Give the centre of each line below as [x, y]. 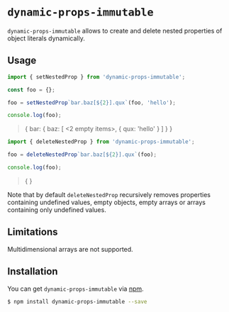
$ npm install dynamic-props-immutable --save [77, 301]
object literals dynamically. [46, 38]
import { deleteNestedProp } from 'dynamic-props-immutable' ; [101, 142]
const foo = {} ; [31, 90]
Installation [33, 272]
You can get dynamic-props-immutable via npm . [76, 289]
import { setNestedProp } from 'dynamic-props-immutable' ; [96, 77]
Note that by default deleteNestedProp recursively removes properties [109, 194]
